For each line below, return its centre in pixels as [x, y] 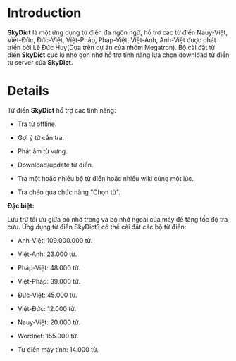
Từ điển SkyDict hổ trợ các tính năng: [62, 110]
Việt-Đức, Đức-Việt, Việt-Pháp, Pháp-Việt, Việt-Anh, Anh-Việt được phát [112, 39]
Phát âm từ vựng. [43, 151]
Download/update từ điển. [55, 165]
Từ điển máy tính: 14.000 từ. [58, 349]
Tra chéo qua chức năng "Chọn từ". [69, 192]
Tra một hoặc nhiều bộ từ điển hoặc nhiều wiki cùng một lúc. [105, 178]
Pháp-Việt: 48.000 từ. [49, 267]
